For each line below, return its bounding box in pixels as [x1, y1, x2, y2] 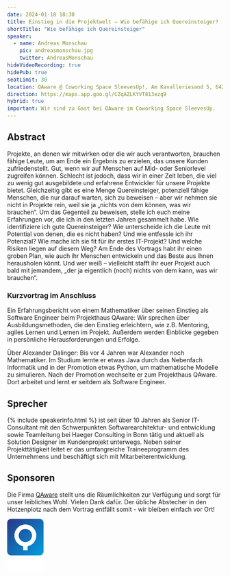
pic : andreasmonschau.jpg [19, 47, 94, 54]
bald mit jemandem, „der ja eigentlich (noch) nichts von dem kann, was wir [7, 266, 218, 274]
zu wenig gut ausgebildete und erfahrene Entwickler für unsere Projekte [7, 178, 211, 187]
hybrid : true [7, 98, 44, 105]
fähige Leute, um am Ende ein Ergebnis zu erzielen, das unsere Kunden [7, 156, 209, 165]
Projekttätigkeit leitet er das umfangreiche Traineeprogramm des [7, 445, 190, 453]
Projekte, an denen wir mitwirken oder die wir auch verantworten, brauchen [7, 150, 220, 158]
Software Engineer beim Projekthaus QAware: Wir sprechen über [7, 314, 190, 322]
